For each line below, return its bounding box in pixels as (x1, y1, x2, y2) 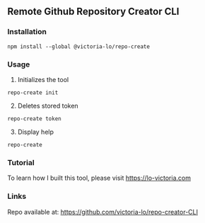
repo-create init (7, 88, 59, 96)
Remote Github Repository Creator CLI (7, 6, 180, 18)
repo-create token (7, 115, 61, 122)
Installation (7, 27, 47, 37)
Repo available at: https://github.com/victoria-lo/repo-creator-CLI (7, 207, 198, 216)
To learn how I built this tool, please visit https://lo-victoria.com (7, 173, 191, 183)
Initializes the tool (17, 75, 69, 84)
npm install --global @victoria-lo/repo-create (7, 42, 151, 50)
